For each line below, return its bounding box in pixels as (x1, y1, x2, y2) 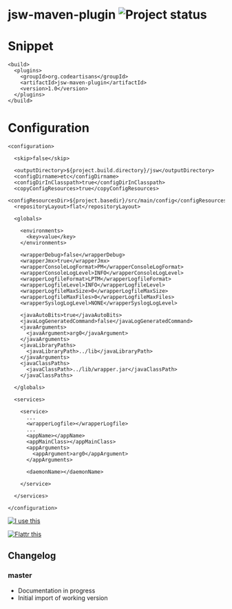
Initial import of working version (17, 593, 108, 602)
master (8, 570, 32, 580)
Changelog (8, 550, 56, 561)
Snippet (8, 39, 54, 54)
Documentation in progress (17, 586, 96, 595)
